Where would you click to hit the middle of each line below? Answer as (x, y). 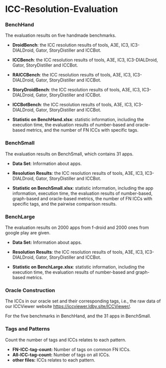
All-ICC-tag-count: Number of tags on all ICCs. (61, 355)
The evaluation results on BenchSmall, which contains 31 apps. (69, 154)
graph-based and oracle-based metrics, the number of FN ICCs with (82, 198)
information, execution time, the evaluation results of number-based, (82, 193)
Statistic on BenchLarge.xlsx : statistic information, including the (78, 267)
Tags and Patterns (28, 329)
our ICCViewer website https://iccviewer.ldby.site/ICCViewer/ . (68, 306)
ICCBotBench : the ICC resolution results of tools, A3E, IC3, (72, 105)
